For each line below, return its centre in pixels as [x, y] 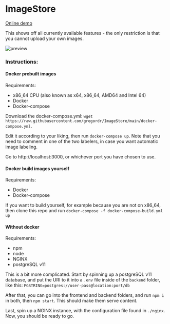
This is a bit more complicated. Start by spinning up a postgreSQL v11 [79, 274]
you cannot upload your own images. [44, 38]
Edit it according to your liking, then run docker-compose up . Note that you [83, 136]
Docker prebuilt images [31, 74]
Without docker [22, 227]
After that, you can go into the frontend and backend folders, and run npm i [85, 295]
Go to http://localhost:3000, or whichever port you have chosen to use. [81, 157]
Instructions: [22, 62]
